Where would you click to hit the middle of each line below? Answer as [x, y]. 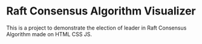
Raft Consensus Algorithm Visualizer [101, 11]
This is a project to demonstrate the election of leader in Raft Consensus [96, 28]
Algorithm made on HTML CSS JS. [49, 34]
